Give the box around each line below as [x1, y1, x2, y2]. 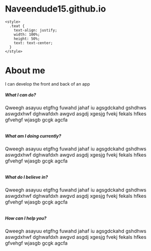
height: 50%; [14, 36, 40, 41]
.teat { [9, 23, 25, 29]
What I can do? [5, 92, 36, 98]
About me [5, 65, 45, 76]
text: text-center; [14, 40, 53, 45]
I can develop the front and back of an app [5, 81, 91, 87]
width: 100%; [14, 32, 40, 37]
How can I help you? [5, 215, 47, 221]
